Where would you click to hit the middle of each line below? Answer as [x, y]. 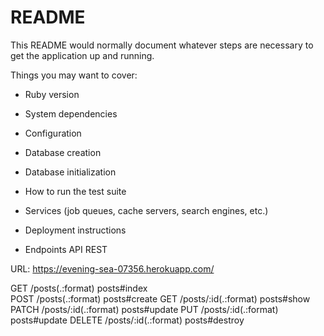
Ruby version [52, 94]
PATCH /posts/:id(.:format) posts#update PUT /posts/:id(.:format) [144, 309]
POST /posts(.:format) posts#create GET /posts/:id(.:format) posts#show [160, 298]
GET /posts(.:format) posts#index [79, 288]
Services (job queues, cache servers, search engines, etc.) [146, 210]
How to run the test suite [75, 191]
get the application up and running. [82, 55]
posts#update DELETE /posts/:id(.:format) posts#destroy [127, 320]
